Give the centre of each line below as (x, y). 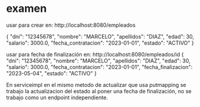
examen (27, 9)
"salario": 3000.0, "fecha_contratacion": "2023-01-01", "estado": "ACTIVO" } (100, 43)
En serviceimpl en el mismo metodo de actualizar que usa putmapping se (96, 84)
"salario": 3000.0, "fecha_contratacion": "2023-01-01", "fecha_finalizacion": (99, 67)
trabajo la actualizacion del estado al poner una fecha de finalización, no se (99, 91)
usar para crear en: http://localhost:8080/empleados (71, 25)
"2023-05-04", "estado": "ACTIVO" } (51, 73)
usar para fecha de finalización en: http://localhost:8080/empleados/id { (95, 54)
